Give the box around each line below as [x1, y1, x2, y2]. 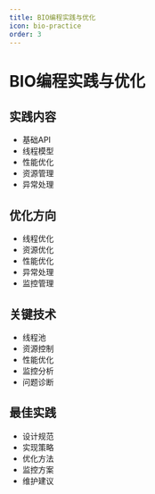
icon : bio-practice [9, 21, 82, 30]
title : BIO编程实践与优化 [9, 13, 96, 22]
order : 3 [9, 29, 42, 38]
